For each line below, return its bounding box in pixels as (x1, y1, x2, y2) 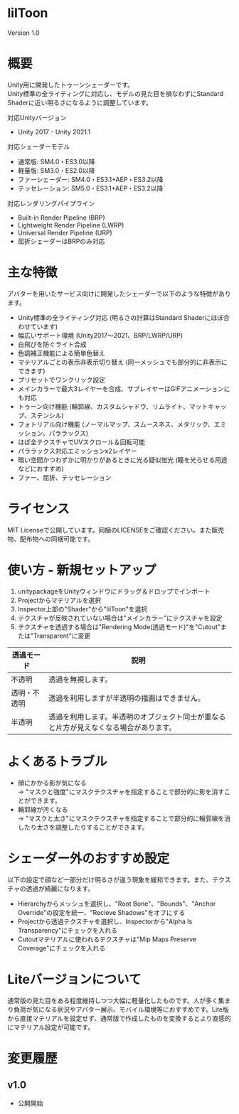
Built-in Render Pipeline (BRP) (17, 213, 105, 222)
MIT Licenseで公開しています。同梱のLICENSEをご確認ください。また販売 (7, 525, 225, 534)
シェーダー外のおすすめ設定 (7, 850, 170, 867)
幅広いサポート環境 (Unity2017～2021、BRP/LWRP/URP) (17, 331, 184, 339)
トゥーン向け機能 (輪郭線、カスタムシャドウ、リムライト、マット (17, 402, 208, 410)
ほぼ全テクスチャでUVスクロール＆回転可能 (17, 437, 146, 446)
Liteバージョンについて (7, 971, 142, 987)
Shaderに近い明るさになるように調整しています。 (7, 98, 153, 107)
